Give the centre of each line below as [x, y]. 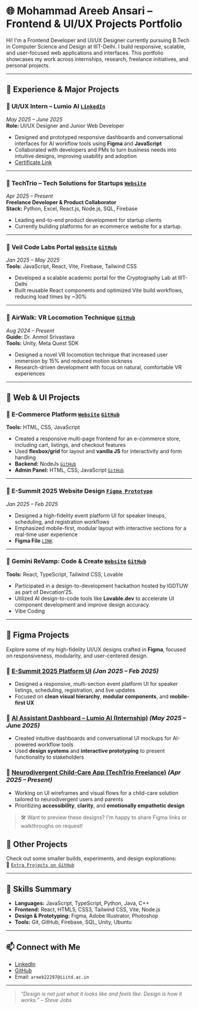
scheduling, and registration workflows [62, 521]
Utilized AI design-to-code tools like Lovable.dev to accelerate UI [94, 598]
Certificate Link [33, 162]
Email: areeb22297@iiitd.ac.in [52, 976]
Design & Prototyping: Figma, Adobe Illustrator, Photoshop [86, 916]
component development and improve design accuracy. [82, 604]
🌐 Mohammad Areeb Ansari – [79, 11]
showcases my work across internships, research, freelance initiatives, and [97, 59]
